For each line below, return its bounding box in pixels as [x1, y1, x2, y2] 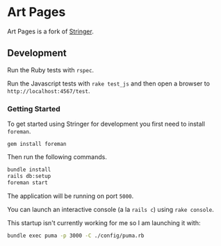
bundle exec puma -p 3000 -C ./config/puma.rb [7, 232, 145, 239]
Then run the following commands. [7, 153, 108, 161]
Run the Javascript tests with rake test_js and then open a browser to [7, 79, 211, 88]
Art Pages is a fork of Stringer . [7, 27, 94, 35]
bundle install [7, 166, 51, 174]
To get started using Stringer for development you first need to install [7, 120, 205, 129]
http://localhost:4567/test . [7, 86, 90, 95]
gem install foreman [7, 140, 67, 148]
